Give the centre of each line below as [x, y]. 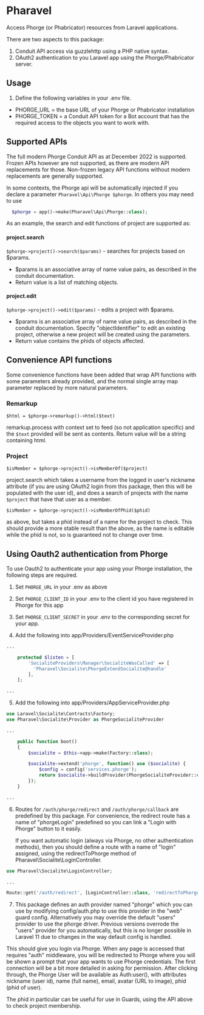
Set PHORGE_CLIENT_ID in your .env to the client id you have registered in [104, 599]
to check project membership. [44, 1006]
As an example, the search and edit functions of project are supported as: [99, 224]
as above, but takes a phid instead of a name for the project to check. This [99, 522]
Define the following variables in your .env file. [73, 97]
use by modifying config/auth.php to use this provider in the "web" [99, 911]
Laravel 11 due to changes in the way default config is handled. [93, 937]
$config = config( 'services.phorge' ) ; [88, 769]
